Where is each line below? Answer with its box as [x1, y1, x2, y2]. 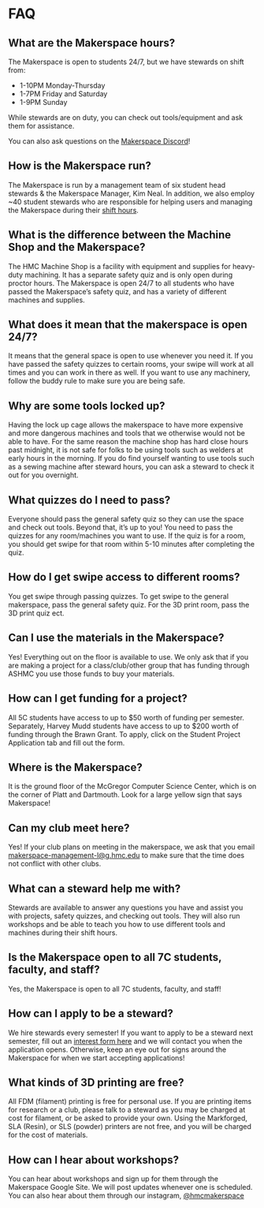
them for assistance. [8, 122, 75, 130]
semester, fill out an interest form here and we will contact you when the [8, 1036, 243, 1045]
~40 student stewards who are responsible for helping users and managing [8, 196, 253, 206]
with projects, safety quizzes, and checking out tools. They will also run [8, 911, 240, 920]
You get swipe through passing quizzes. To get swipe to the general [8, 591, 229, 600]
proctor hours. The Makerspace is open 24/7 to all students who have [8, 278, 235, 288]
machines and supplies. [8, 295, 85, 305]
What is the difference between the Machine [8, 228, 231, 241]
